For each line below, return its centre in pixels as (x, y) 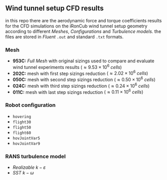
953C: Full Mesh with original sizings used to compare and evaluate (83, 61)
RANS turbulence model (35, 156)
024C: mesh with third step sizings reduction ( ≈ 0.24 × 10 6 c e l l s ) (81, 85)
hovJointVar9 (26, 143)
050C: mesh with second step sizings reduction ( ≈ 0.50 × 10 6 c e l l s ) (84, 79)
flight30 (22, 122)
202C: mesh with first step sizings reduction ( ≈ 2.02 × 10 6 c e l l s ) (80, 73)
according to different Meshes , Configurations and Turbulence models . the (83, 31)
